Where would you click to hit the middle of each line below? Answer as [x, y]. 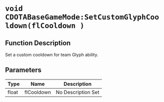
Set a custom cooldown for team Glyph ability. [52, 55]
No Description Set [78, 92]
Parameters [23, 70]
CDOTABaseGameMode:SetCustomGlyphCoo [82, 17]
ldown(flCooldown [41, 26]
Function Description [38, 43]
